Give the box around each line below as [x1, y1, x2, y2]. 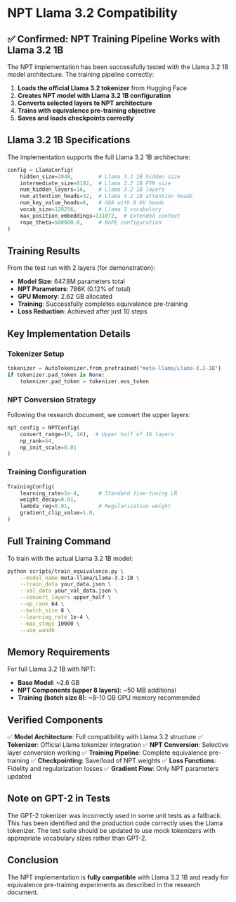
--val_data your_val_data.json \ [20, 587, 118, 595]
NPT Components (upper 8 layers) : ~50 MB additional [17, 686, 177, 695]
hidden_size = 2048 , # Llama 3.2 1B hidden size [20, 173, 181, 180]
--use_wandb [20, 626, 55, 634]
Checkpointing [37, 756, 82, 765]
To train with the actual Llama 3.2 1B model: [7, 554, 133, 562]
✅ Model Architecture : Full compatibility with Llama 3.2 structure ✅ [7, 733, 204, 741]
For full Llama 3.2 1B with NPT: [7, 665, 96, 674]
